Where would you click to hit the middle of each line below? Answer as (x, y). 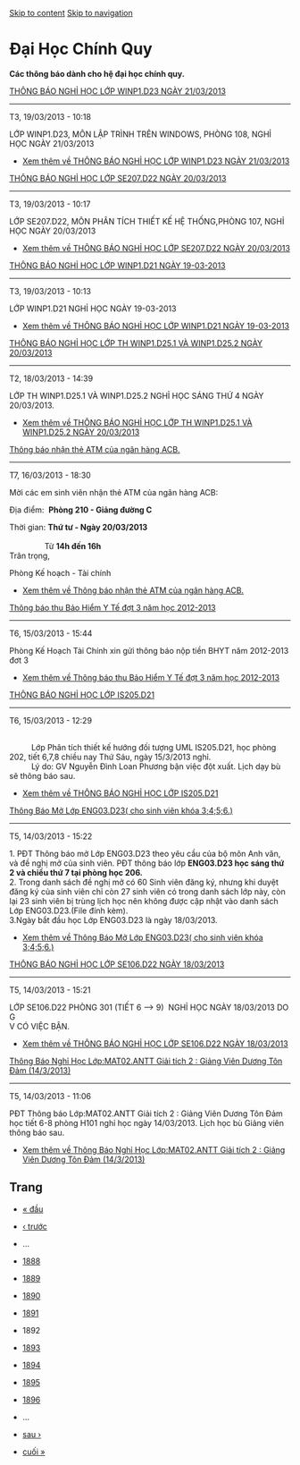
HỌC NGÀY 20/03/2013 (53, 231)
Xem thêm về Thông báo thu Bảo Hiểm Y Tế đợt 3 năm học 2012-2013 (150, 677)
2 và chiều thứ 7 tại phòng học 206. (76, 872)
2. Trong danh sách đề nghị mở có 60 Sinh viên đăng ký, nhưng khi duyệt (144, 882)
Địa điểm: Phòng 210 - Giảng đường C (81, 510)
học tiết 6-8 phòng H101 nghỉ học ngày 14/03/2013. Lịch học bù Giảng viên (146, 1122)
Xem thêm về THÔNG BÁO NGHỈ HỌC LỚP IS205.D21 (120, 793)
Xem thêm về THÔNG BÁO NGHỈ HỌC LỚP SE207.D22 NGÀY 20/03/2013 (156, 248)
